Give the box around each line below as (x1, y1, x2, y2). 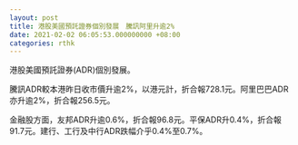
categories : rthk (9, 38, 75, 48)
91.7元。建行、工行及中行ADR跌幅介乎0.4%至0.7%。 (9, 126, 208, 137)
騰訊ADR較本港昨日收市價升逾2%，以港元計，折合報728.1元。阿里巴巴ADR (9, 83, 289, 95)
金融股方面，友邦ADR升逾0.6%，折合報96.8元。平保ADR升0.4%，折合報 (9, 114, 282, 125)
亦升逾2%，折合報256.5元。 (9, 95, 115, 106)
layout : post (9, 13, 59, 23)
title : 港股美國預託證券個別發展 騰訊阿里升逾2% (9, 22, 175, 31)
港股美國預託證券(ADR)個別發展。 (9, 64, 135, 75)
